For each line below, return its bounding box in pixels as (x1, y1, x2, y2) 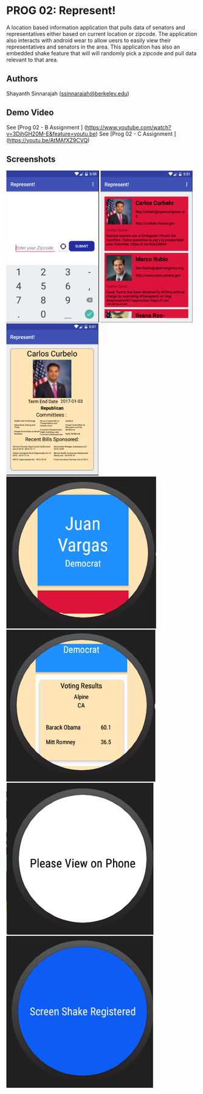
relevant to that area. (6, 56, 59, 63)
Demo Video (6, 108, 54, 118)
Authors (6, 74, 38, 84)
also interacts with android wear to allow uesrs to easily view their (6, 36, 171, 44)
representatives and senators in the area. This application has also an (6, 43, 181, 50)
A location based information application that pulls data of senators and (6, 24, 185, 31)
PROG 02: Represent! (6, 4, 116, 18)
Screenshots (6, 154, 56, 164)
